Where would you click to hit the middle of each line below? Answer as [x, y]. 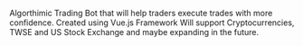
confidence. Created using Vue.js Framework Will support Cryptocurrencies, [152, 23]
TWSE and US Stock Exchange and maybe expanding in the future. [134, 32]
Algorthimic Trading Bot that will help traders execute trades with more [141, 13]
